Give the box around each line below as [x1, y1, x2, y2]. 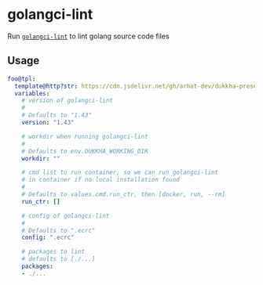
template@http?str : [14, 82, 79, 90]
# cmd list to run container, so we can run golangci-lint [21, 168, 219, 177]
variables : [14, 89, 50, 97]
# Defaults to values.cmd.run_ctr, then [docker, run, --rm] [21, 190, 225, 198]
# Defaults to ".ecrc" [21, 226, 96, 234]
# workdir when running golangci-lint [21, 132, 148, 140]
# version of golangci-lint [21, 96, 113, 105]
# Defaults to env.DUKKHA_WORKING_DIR [21, 147, 148, 155]
